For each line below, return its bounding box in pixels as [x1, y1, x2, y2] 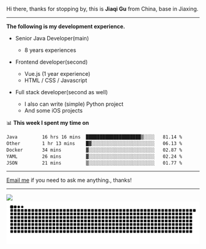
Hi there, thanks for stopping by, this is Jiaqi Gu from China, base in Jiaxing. [6, 6, 199, 12]
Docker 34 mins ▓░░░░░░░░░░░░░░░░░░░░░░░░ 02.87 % [6, 147, 183, 153]
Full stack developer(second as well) [15, 89, 109, 95]
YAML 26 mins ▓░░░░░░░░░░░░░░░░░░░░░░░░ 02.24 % [6, 153, 183, 160]
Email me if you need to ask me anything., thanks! [6, 177, 132, 184]
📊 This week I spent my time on [6, 119, 90, 126]
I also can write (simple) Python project [24, 100, 124, 108]
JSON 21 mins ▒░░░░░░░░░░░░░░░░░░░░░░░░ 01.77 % [6, 160, 183, 166]
